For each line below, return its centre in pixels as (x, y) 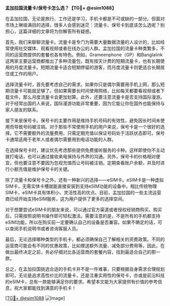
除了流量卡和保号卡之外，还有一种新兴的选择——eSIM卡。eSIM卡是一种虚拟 (85, 180)
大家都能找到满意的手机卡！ (47, 288)
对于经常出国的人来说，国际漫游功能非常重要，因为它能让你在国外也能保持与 (85, 103)
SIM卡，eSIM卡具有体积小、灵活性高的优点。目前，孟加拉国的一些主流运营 (83, 192)
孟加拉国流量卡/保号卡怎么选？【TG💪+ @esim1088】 (61, 8)
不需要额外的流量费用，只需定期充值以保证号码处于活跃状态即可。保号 (92, 133)
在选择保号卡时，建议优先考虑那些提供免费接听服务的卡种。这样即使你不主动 (85, 150)
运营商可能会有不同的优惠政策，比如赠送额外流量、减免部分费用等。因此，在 (85, 246)
